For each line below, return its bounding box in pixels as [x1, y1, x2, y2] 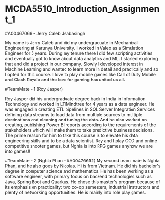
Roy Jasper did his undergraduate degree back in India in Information [5, 95, 146, 102]
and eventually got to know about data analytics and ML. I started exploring [5, 55, 158, 61]
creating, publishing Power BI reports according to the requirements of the [5, 122, 156, 128]
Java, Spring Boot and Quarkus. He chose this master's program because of [5, 179, 160, 185]
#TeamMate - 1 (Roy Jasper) [5, 86, 63, 92]
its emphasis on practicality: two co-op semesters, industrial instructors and [5, 184, 160, 190]
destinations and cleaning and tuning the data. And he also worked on [5, 117, 147, 122]
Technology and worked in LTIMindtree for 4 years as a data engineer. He [5, 101, 155, 107]
